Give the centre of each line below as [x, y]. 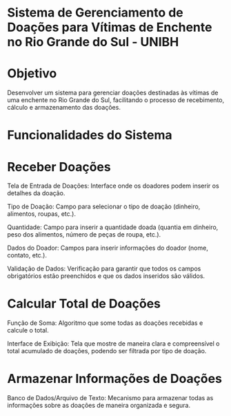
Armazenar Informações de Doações [115, 379]
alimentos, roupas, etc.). [41, 214]
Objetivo [32, 73]
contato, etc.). [27, 255]
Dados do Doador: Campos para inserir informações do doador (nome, [108, 248]
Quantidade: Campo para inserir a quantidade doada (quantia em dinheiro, [113, 227]
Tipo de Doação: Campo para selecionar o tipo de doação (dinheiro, [104, 207]
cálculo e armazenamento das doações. [64, 108]
